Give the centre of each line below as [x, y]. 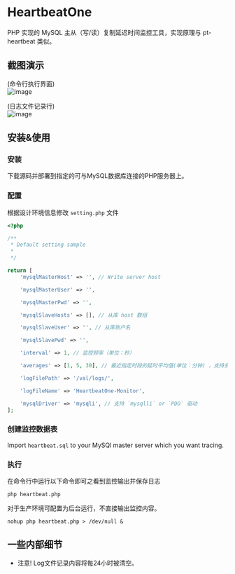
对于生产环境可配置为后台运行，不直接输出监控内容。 [84, 508]
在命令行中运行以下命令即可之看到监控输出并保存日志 [84, 481]
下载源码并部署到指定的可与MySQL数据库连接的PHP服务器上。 [98, 176]
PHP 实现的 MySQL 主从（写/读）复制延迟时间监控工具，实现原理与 [104, 32]
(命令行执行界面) [31, 83]
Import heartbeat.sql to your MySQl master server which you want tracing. [115, 445]
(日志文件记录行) [31, 106]
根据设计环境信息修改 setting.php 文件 [63, 212]
